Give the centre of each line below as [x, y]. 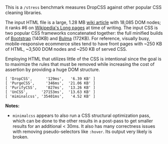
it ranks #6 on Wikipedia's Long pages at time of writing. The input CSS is [82, 28]
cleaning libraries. [24, 13]
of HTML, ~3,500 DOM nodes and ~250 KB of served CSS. [66, 49]
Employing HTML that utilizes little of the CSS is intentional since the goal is [83, 59]
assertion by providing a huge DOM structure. [53, 69]
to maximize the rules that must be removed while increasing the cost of [80, 64]
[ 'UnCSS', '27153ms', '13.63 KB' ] [50, 92]
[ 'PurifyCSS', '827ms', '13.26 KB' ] [50, 88]
